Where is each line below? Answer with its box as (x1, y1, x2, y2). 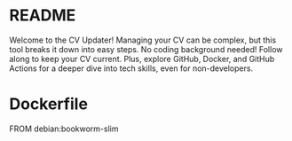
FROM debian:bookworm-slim (9, 123, 119, 134)
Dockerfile (9, 94, 89, 114)
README (9, 5, 76, 26)
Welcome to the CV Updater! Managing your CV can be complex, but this (9, 35, 277, 45)
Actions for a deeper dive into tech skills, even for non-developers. (9, 63, 254, 74)
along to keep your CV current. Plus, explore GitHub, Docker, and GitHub (9, 53, 275, 64)
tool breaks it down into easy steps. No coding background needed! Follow (9, 43, 283, 54)
